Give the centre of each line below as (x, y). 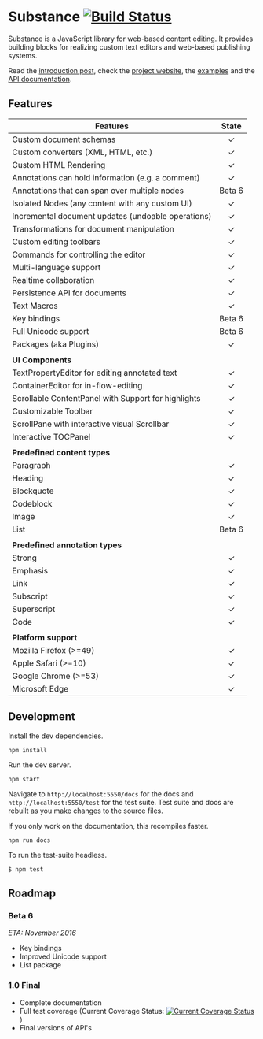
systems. (23, 55)
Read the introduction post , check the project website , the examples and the (131, 70)
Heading (28, 478)
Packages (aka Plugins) (56, 344)
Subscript (30, 596)
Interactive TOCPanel (51, 436)
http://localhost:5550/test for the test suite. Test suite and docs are (121, 802)
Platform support (45, 637)
